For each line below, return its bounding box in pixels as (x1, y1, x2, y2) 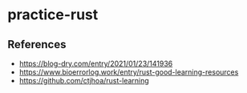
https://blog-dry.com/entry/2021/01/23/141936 (18, 59, 173, 68)
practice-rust (7, 6, 99, 24)
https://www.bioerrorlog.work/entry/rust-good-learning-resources (18, 67, 239, 77)
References (7, 38, 67, 51)
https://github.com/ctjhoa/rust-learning (18, 76, 149, 85)
